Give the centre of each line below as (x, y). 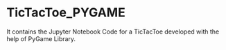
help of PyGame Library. (41, 38)
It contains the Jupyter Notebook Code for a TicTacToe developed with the (113, 32)
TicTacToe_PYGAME (66, 13)
